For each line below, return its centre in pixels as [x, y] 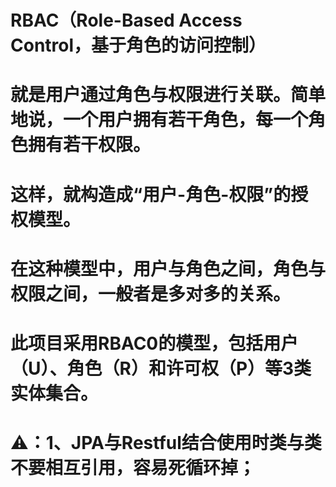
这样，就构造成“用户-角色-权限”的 [151, 194]
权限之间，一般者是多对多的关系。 [151, 293]
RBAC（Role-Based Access [126, 20]
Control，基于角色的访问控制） [138, 45]
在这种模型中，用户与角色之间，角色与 [168, 268]
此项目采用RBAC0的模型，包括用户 [154, 343]
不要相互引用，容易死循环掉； [133, 468]
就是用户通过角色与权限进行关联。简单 [168, 95]
